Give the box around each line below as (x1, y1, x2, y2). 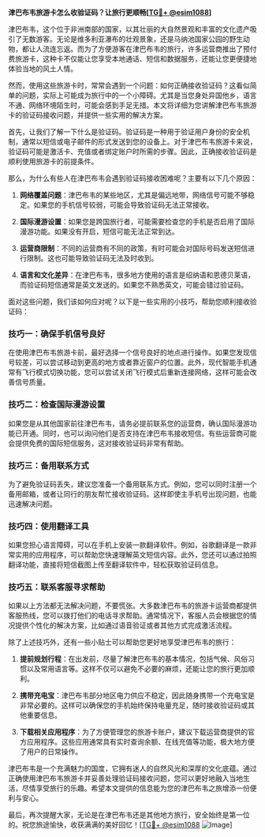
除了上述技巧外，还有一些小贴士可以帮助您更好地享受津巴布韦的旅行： (8, 637, 237, 647)
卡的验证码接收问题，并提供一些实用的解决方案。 (8, 111, 167, 119)
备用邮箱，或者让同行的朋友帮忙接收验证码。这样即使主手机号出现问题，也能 (8, 489, 257, 498)
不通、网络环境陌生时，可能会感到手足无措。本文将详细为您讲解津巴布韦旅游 (8, 100, 257, 110)
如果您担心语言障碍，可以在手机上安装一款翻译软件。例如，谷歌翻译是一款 (8, 540, 250, 550)
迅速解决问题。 (8, 499, 57, 509)
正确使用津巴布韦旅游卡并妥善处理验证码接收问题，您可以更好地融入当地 (8, 774, 243, 783)
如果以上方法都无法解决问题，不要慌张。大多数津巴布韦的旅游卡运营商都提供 (8, 601, 257, 610)
